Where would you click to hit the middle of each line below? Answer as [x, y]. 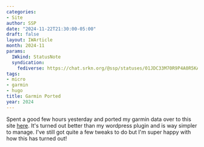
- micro [16, 79]
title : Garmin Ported [34, 96]
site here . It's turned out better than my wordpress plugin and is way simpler [102, 125]
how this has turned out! [37, 138]
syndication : [28, 62]
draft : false [23, 34]
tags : [13, 74]
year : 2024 [20, 102]
